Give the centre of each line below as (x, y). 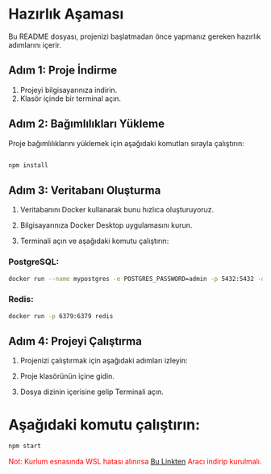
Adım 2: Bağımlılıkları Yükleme (87, 124)
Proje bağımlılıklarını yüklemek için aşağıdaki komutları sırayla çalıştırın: (126, 143)
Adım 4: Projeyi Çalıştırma (75, 341)
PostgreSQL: (33, 262)
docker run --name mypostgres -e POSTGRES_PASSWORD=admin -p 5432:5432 (131, 279)
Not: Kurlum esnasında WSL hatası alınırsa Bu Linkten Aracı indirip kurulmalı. (135, 462)
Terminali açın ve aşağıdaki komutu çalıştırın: (94, 241)
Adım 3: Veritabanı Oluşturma (85, 190)
